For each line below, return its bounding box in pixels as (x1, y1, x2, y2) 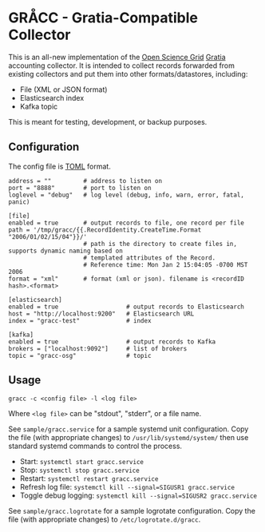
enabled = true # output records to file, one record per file (8, 219, 245, 227)
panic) (8, 197, 30, 206)
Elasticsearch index (19, 93, 85, 102)
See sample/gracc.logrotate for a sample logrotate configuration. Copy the (8, 506, 255, 515)
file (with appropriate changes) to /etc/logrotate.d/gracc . (8, 514, 201, 524)
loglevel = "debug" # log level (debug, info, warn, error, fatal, (8, 191, 245, 199)
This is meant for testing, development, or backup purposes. (8, 117, 208, 126)
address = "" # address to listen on (8, 177, 162, 185)
